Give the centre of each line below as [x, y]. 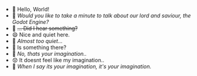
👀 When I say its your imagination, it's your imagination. [82, 66]
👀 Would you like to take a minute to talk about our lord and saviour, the [102, 16]
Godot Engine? [31, 22]
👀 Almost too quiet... [37, 41]
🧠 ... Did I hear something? [45, 28]
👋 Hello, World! [31, 9]
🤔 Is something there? [39, 47]
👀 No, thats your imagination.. [49, 54]
